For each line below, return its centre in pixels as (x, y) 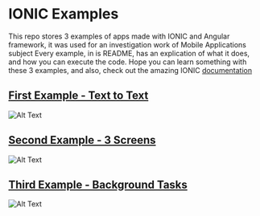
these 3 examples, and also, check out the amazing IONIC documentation (130, 70)
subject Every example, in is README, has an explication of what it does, (129, 53)
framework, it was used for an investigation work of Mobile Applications (128, 44)
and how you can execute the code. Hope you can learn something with (128, 62)
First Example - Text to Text (78, 96)
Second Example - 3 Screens (82, 140)
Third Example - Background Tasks (98, 184)
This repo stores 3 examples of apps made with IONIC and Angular (119, 36)
